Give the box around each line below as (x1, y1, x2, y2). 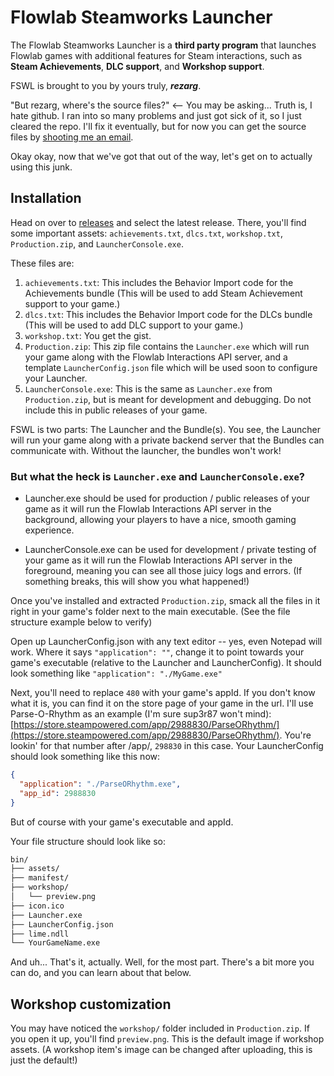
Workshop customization (10, 996, 172, 1013)
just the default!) (10, 1054, 78, 1066)
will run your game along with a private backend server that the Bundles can (10, 434, 325, 446)
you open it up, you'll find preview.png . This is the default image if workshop (10, 1033, 325, 1045)
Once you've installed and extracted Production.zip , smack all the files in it (10, 595, 321, 607)
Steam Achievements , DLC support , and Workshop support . (10, 60, 265, 72)
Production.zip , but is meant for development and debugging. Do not (24, 393, 312, 405)
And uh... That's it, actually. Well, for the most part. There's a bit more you (10, 956, 315, 968)
